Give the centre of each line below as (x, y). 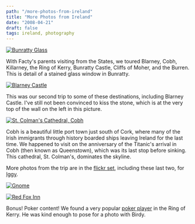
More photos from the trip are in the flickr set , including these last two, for (95, 168)
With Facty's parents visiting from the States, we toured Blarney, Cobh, (92, 62)
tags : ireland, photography (40, 33)
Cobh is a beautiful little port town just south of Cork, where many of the (93, 132)
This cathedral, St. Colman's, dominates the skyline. (69, 157)
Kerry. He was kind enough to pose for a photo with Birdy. (76, 215)
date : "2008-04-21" (30, 22)
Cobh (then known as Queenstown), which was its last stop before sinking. (96, 151)
